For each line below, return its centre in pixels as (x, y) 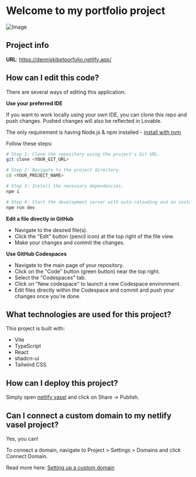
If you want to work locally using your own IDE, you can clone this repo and (97, 115)
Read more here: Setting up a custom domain (60, 468)
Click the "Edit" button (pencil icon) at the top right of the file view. (94, 236)
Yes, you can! (22, 439)
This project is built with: (36, 329)
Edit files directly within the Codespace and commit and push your (94, 290)
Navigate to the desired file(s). (51, 230)
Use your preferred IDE (34, 103)
